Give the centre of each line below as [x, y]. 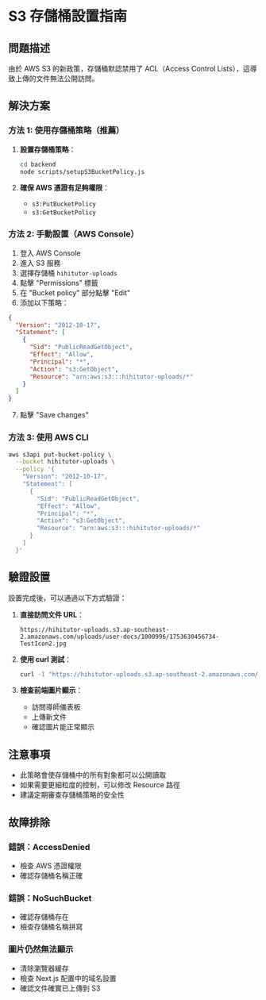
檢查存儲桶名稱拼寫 [51, 927]
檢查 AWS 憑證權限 [50, 865]
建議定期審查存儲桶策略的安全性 [72, 795]
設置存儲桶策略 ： [48, 149]
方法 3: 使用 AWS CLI [48, 437]
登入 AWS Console [50, 253]
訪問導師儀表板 [56, 707]
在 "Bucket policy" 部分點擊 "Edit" [75, 292]
